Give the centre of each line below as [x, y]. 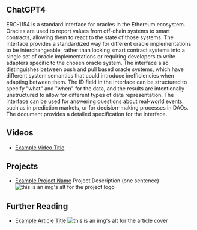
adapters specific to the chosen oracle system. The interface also [87, 63]
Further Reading [37, 206]
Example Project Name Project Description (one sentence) [87, 181]
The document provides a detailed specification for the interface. [87, 114]
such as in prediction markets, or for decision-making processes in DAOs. [97, 107]
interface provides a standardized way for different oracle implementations [99, 43]
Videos [20, 133]
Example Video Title [40, 148]
